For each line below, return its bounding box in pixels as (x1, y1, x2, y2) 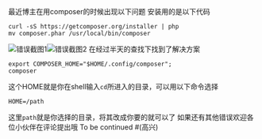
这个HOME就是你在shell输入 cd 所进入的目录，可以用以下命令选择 (8, 82, 219, 91)
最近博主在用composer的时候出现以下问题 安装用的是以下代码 (8, 7, 210, 16)
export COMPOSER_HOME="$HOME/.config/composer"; (8, 60, 172, 68)
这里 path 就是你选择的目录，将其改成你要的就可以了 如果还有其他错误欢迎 (8, 113, 248, 122)
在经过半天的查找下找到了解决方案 (88, 44, 201, 54)
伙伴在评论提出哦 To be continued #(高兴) (21, 122, 159, 132)
